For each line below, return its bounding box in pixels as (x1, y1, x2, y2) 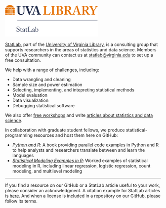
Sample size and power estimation (12, 82, 83, 87)
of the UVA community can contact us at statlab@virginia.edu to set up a (5, 52, 153, 58)
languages (12, 152, 34, 158)
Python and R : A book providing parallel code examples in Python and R (12, 142, 159, 148)
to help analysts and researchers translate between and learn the (12, 147, 145, 153)
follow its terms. (5, 198, 38, 204)
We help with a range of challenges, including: (5, 67, 100, 73)
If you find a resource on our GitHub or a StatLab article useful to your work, (5, 182, 160, 188)
